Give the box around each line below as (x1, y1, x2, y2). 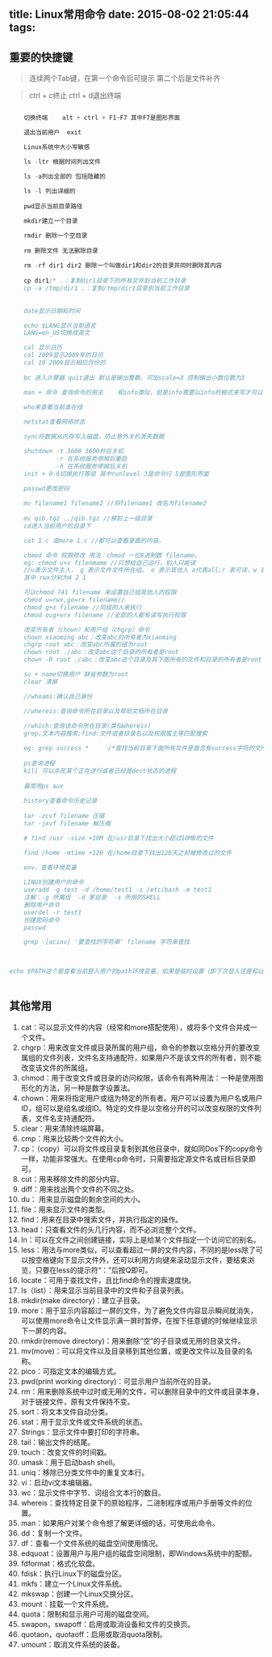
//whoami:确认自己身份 (23, 692, 93, 700)
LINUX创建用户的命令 (23, 878, 84, 886)
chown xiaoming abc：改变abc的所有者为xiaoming (23, 633, 177, 641)
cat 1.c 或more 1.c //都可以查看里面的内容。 (23, 537, 165, 545)
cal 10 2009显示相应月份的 (23, 359, 106, 367)
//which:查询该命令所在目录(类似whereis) (23, 722, 152, 730)
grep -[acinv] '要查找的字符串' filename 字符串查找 (23, 938, 190, 946)
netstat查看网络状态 (23, 418, 86, 427)
